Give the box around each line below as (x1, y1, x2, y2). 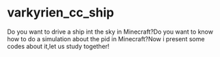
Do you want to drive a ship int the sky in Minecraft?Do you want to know (7, 27, 214, 36)
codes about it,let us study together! (7, 42, 110, 50)
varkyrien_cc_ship (7, 5, 114, 21)
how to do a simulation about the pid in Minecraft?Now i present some (7, 34, 205, 43)
